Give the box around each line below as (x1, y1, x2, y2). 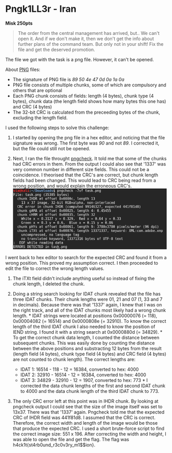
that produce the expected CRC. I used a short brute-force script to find (12, 425, 165, 432)
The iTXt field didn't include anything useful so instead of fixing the (12, 276, 155, 282)
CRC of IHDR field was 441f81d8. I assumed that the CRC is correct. (12, 414, 156, 421)
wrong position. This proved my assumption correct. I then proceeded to (5, 260, 159, 266)
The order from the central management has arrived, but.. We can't (17, 30, 160, 36)
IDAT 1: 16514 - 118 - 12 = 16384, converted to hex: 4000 (20, 366, 139, 373)
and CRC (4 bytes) (12, 103, 52, 110)
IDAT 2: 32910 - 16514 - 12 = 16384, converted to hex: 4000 (20, 372, 146, 378)
